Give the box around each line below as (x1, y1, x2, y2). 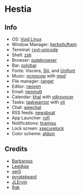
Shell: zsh (11, 52, 32, 58)
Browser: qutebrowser (11, 57, 57, 63)
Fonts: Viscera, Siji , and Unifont (11, 68, 76, 74)
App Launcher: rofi (11, 115, 50, 120)
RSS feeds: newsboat (11, 110, 55, 116)
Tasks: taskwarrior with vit (11, 99, 65, 105)
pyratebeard (11, 174, 37, 180)
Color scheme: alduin (11, 131, 55, 136)
